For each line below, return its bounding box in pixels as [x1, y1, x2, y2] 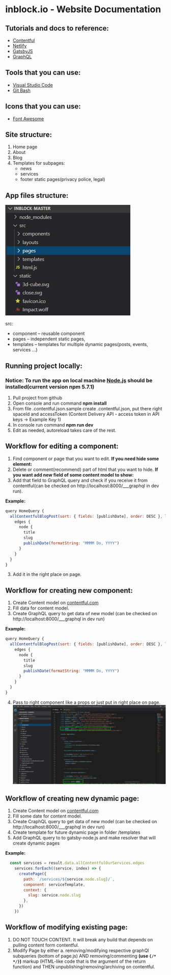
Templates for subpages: [12, 160, 65, 166]
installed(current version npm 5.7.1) [5, 383, 95, 390]
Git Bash [12, 87, 31, 93]
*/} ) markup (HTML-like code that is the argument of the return [12, 958, 146, 964]
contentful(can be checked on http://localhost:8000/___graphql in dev [12, 483, 159, 489]
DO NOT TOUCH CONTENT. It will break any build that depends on [12, 936, 153, 942]
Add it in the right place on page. [12, 571, 82, 577]
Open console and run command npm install [12, 400, 107, 406]
